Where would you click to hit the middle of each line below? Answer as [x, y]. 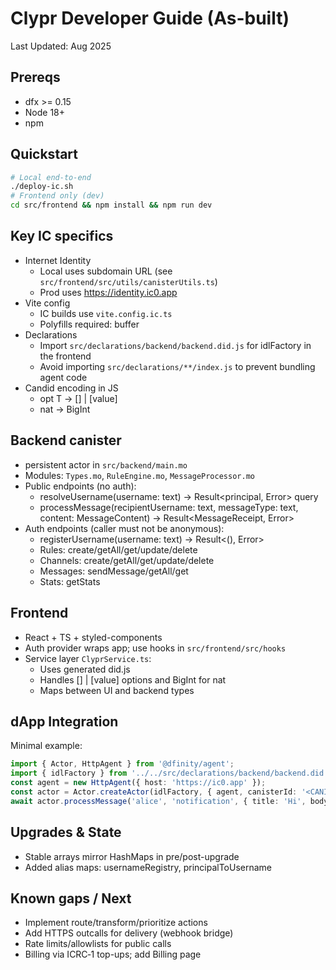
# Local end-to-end [51, 177]
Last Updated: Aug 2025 [61, 46]
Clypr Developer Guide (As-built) [150, 18]
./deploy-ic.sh [42, 187]
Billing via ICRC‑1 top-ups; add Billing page [113, 954]
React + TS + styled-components [93, 637]
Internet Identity [58, 260]
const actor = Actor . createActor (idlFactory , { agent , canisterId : [154, 792]
